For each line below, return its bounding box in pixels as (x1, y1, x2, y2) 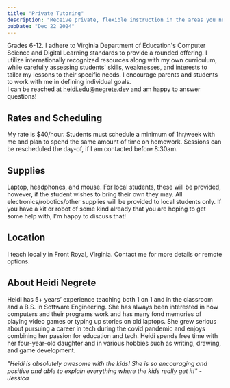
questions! (7, 92, 37, 101)
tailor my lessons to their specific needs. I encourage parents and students (7, 70, 218, 79)
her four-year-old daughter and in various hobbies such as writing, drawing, (7, 339, 221, 347)
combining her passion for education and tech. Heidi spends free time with (7, 331, 218, 339)
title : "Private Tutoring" (7, 10, 84, 17)
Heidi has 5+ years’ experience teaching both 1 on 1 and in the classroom (7, 295, 214, 303)
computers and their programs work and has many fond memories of (7, 309, 202, 318)
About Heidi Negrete (7, 277, 97, 289)
